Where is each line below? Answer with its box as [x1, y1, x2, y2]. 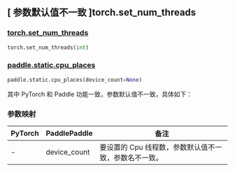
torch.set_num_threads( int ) [7, 44, 90, 51]
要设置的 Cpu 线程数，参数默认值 [99, 143, 208, 152]
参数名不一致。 [113, 153, 163, 163]
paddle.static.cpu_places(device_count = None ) [7, 76, 142, 83]
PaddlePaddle [45, 129, 93, 138]
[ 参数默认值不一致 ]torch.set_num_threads [7, 6, 197, 19]
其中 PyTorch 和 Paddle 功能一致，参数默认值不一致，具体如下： [7, 89, 193, 98]
